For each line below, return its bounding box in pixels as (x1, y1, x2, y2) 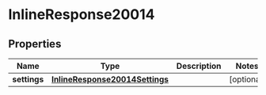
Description (176, 61, 222, 71)
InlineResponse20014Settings (51, 74, 169, 85)
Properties (8, 37, 62, 51)
